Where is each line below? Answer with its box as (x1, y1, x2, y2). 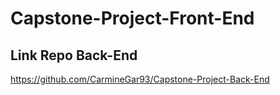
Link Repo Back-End (10, 47, 138, 64)
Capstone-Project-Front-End (10, 7, 255, 30)
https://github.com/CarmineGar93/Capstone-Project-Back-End (10, 73, 270, 85)
